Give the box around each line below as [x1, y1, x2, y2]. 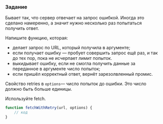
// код [14, 110, 28, 115]
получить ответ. [5, 25, 39, 31]
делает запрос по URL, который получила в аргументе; [12, 45, 131, 51]
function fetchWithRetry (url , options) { [5, 106, 93, 111]
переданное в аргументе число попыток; [12, 66, 101, 72]
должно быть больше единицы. [5, 86, 72, 92]
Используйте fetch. [5, 96, 46, 102]
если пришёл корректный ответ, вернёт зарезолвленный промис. [12, 71, 153, 77]
